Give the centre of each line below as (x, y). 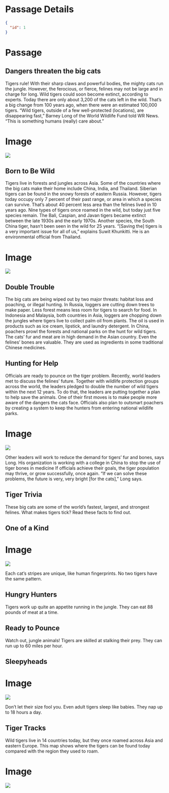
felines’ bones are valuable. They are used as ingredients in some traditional (84, 342)
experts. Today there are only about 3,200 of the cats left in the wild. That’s (83, 99)
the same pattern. (24, 578)
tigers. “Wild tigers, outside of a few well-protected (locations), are (75, 110)
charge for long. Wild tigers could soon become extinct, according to (77, 94)
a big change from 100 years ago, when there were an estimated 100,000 (81, 105)
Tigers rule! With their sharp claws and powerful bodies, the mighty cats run (84, 83)
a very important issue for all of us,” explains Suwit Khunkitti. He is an (77, 232)
